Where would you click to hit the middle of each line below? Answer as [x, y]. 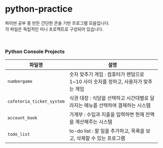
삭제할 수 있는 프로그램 [101, 138]
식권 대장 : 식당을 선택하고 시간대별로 [109, 98]
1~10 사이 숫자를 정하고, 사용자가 [106, 82]
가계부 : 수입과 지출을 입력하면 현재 [107, 114]
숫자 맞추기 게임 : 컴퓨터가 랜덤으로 [107, 74]
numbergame [20, 82]
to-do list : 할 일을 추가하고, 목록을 [107, 131]
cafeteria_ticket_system [36, 102]
